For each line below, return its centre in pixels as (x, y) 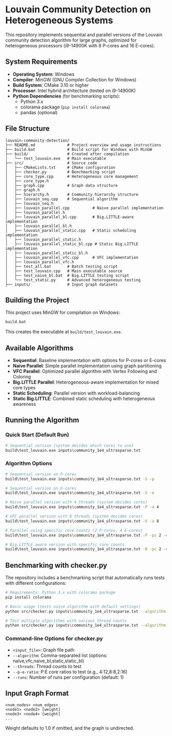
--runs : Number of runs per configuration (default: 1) (68, 677)
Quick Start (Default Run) (37, 435)
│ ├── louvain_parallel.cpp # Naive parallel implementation (84, 208)
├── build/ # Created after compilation (67, 154)
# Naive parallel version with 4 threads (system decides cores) (76, 502)
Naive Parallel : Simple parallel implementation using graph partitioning (87, 366)
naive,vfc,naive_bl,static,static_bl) (48, 661)
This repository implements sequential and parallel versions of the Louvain (84, 34)
